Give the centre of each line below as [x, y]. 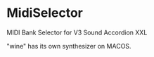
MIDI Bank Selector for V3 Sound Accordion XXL [77, 32]
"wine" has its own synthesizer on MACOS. [69, 46]
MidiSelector [45, 13]
